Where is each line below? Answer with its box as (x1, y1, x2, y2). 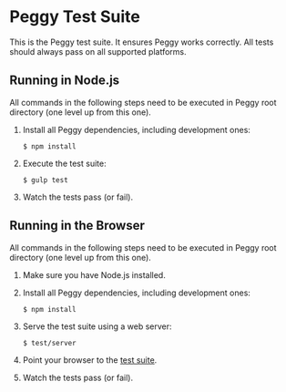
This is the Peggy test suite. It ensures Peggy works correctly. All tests (9, 36, 274, 47)
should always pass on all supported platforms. (9, 46, 187, 57)
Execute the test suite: (22, 158, 107, 169)
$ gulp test (22, 175, 68, 184)
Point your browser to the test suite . (22, 354, 158, 366)
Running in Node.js (9, 73, 120, 88)
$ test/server (22, 338, 77, 347)
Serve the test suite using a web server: (22, 321, 172, 332)
